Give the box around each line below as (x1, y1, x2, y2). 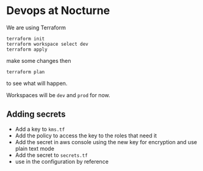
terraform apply (6, 46, 48, 53)
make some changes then (6, 57, 71, 64)
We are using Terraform (6, 24, 66, 31)
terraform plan (6, 68, 45, 75)
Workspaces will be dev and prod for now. (6, 91, 111, 98)
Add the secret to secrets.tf (15, 151, 88, 159)
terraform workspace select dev (6, 41, 88, 47)
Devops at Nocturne (6, 4, 110, 18)
